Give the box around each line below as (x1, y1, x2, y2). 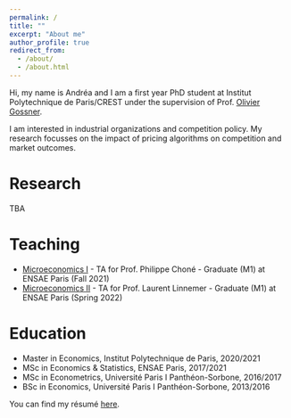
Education (9, 323, 87, 343)
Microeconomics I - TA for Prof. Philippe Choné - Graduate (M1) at (21, 264, 266, 275)
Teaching (9, 234, 80, 254)
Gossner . (9, 106, 43, 117)
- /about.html (17, 63, 70, 72)
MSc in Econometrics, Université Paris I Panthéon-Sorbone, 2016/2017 (21, 372, 282, 382)
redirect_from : (9, 46, 66, 55)
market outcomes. (9, 142, 77, 152)
